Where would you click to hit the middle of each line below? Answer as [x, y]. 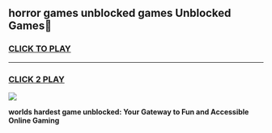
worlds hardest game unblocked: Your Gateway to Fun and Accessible [129, 111]
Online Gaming [34, 120]
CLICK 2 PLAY [36, 79]
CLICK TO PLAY [40, 49]
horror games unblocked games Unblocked [120, 13]
